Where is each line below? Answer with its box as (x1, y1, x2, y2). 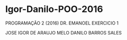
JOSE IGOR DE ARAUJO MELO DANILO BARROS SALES (5, 29, 122, 35)
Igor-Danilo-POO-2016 (5, 3, 104, 15)
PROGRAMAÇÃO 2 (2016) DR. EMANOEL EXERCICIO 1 (5, 20, 119, 26)
